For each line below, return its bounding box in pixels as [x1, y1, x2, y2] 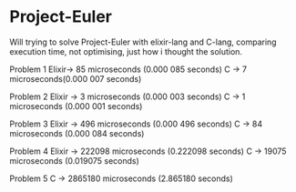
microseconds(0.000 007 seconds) [9, 73, 142, 84]
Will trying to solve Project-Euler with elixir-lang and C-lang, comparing [9, 36, 277, 47]
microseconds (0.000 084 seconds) [9, 127, 145, 138]
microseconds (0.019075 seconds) [9, 155, 139, 166]
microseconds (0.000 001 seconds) [9, 100, 143, 111]
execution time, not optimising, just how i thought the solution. [9, 45, 243, 56]
